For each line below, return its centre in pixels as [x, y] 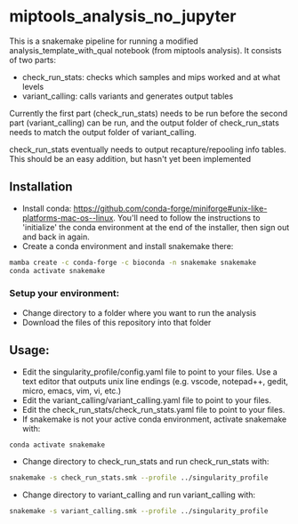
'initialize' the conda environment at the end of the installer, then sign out [156, 227]
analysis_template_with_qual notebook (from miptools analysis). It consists [145, 50]
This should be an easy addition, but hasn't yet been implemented [130, 158]
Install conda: [47, 208]
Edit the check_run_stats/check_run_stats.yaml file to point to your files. [153, 409]
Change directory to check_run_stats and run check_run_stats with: [145, 462]
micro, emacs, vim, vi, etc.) [72, 391]
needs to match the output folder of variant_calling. [103, 132]
